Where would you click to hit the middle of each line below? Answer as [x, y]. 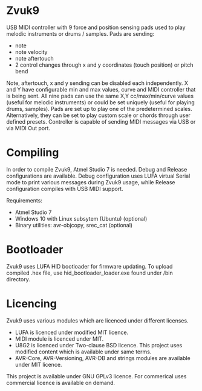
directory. [18, 279]
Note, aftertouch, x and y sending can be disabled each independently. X [97, 83]
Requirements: [24, 200]
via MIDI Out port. [28, 128]
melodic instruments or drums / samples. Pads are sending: [80, 33]
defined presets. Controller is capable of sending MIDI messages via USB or [101, 121]
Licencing [32, 304]
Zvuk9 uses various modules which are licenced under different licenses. [97, 320]
